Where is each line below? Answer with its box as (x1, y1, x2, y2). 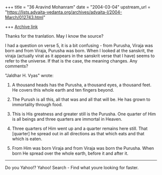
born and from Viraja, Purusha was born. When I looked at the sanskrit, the (5, 48, 153, 53)
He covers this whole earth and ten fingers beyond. (12, 87, 114, 93)
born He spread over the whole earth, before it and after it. (12, 150, 129, 156)
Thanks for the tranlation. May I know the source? (5, 33, 104, 39)
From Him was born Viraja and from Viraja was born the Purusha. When (12, 145, 154, 151)
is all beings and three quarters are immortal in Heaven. (12, 116, 122, 122)
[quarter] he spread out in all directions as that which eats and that (12, 131, 145, 136)
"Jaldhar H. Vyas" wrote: (5, 73, 54, 78)
